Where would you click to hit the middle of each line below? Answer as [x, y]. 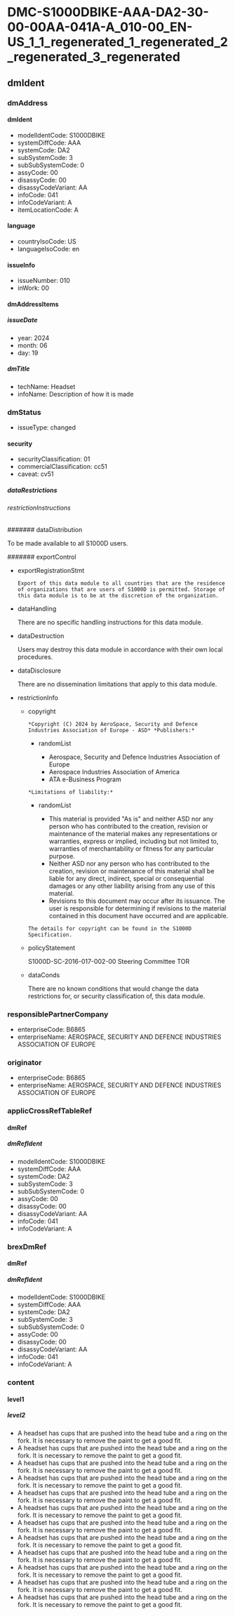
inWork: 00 [33, 288]
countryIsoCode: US [47, 241]
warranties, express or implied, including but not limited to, [134, 841]
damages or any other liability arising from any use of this [132, 886]
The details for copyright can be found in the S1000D [109, 928]
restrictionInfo [38, 697]
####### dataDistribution [45, 529]
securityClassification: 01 [54, 459]
